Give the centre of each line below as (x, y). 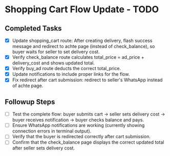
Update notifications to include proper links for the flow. (71, 74)
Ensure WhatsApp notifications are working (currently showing (78, 125)
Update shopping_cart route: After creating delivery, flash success (82, 40)
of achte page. (28, 86)
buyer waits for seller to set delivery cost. (56, 52)
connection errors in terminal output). (52, 131)
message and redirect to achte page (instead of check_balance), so (83, 47)
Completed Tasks (33, 28)
